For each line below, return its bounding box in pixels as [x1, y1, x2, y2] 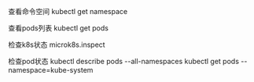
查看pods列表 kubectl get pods [8, 23, 109, 33]
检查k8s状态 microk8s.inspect [8, 40, 105, 49]
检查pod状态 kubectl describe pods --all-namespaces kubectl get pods [8, 57, 240, 66]
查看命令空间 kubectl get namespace [8, 7, 128, 16]
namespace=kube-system [8, 66, 94, 74]
